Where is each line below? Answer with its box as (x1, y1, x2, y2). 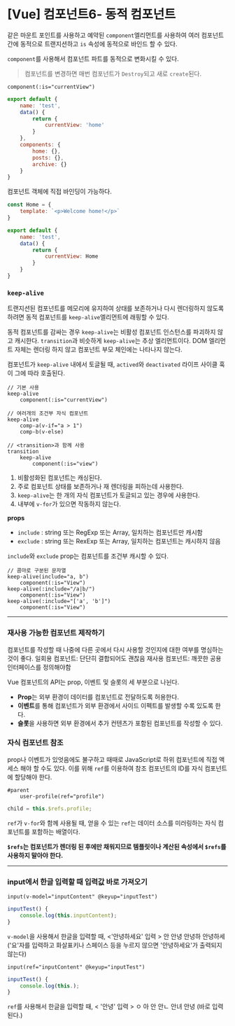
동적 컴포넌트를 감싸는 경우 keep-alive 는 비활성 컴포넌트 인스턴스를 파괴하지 (7, 328, 216, 336)
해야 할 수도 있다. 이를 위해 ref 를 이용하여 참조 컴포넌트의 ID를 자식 (20, 764, 204, 772)
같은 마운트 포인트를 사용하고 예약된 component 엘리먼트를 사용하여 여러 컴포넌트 (7, 31, 225, 39)
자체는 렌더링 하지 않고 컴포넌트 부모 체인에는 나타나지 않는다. (14, 345, 183, 354)
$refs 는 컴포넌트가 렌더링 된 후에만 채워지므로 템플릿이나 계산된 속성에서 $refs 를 (7, 842, 227, 851)
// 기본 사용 (7, 384, 40, 391)
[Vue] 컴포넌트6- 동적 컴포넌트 (7, 6, 176, 22)
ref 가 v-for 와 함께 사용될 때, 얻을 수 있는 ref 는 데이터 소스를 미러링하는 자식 (7, 819, 217, 827)
